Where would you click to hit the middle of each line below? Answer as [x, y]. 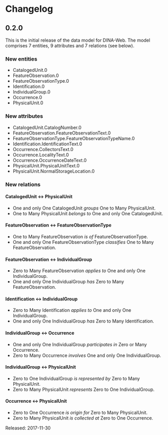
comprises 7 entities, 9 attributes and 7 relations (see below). [70, 46]
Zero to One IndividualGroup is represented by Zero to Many [76, 379]
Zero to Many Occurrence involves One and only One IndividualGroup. [87, 355]
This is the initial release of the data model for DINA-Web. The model [78, 40]
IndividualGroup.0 [31, 92]
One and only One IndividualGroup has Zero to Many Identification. [83, 321]
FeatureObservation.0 [36, 75]
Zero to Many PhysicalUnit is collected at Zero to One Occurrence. [83, 418]
